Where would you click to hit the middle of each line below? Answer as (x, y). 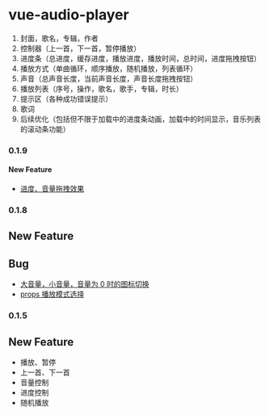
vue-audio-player (69, 15)
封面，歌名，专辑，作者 (59, 38)
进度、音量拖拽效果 (52, 189)
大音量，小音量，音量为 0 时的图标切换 (84, 284)
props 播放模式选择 (52, 294)
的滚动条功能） (45, 129)
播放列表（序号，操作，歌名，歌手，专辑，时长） (101, 88)
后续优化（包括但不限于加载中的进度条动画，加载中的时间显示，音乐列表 (140, 119)
